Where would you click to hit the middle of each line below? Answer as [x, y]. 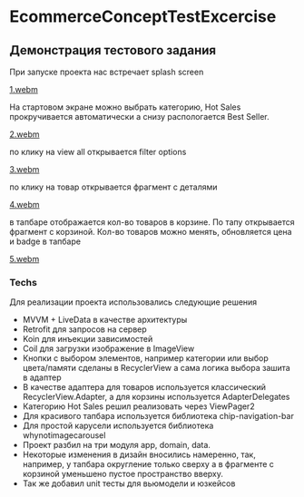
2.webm [25, 134]
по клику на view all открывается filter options [98, 152]
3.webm [25, 169]
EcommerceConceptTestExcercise [143, 17]
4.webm [25, 205]
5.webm [25, 259]
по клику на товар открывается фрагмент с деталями [113, 187]
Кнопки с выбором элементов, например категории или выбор [146, 358]
